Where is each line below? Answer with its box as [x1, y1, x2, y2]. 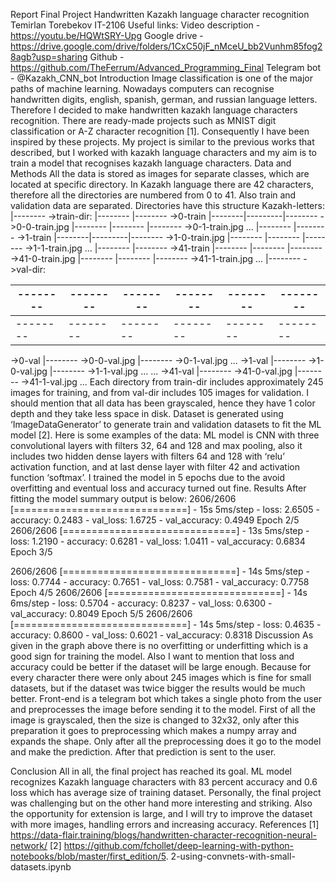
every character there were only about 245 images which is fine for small [10, 672, 312, 683]
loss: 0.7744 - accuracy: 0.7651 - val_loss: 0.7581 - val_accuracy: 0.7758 [10, 576, 310, 588]
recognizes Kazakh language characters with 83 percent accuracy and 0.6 [10, 776, 318, 788]
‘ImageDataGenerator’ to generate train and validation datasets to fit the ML [10, 419, 322, 430]
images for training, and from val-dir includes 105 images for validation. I [10, 387, 310, 398]
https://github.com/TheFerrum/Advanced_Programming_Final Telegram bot [10, 62, 322, 73]
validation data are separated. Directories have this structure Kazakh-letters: [10, 200, 325, 211]
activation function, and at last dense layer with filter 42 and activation [10, 461, 301, 473]
